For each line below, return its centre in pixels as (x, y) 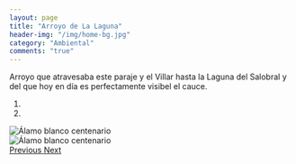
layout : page (34, 18)
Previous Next (36, 150)
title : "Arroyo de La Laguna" (66, 26)
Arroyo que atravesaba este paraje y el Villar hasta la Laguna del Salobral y (148, 77)
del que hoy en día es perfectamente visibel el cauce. (108, 87)
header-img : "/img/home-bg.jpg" (70, 34)
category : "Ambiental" (52, 43)
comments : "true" (42, 51)
